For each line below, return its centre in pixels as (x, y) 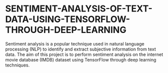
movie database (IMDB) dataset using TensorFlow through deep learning (81, 59)
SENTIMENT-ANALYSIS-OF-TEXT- (79, 9)
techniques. (17, 65)
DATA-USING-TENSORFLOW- (68, 19)
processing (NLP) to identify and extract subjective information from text (81, 49)
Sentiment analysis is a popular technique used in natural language (75, 43)
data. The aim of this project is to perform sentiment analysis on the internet (84, 54)
